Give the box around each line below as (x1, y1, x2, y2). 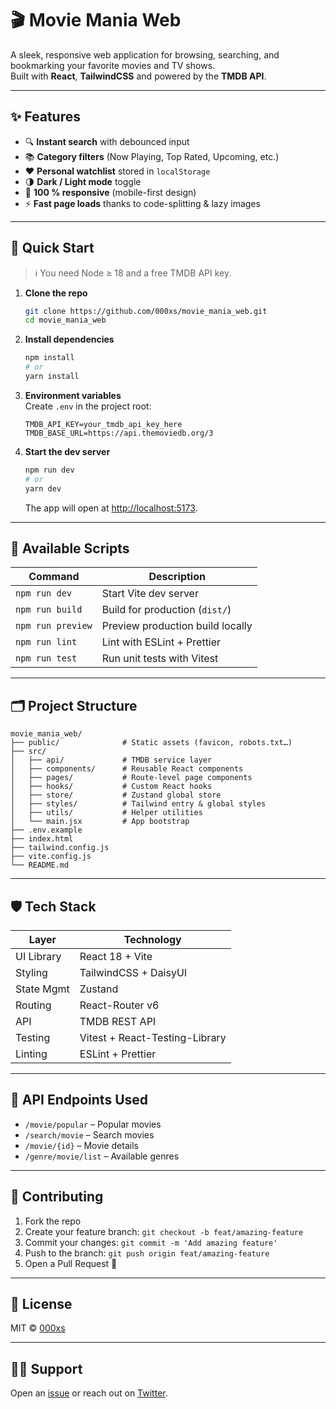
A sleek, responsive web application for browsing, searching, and (10, 48, 280, 61)
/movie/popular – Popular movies (24, 1118, 162, 1130)
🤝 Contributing (10, 1188, 104, 1206)
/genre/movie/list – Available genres (24, 1150, 180, 1162)
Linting (15, 1047, 48, 1061)
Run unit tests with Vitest (101, 652, 219, 666)
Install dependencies (24, 333, 115, 346)
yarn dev (24, 483, 62, 494)
